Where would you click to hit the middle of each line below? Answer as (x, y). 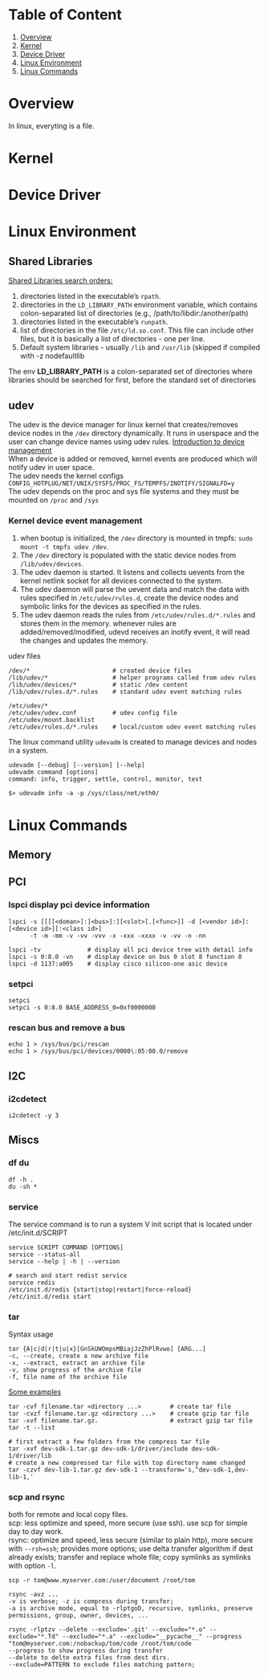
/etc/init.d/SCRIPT (38, 1232)
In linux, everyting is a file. (51, 125)
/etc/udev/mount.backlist (51, 720)
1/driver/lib (30, 1456)
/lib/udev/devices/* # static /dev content (98, 685)
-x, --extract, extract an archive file (77, 1363)
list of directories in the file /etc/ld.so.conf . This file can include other (137, 330)
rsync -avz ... (34, 1595)
